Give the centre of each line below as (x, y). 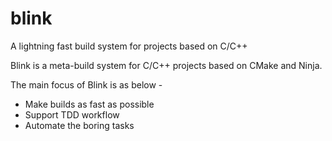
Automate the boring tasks (79, 125)
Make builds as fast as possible (89, 104)
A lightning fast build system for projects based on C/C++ (129, 46)
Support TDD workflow (72, 114)
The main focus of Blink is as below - (86, 84)
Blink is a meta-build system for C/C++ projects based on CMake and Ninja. (166, 65)
